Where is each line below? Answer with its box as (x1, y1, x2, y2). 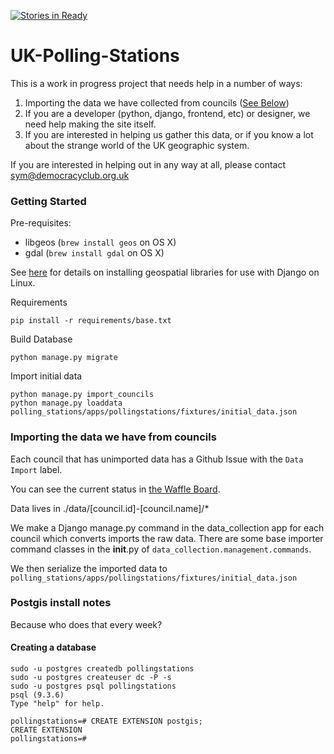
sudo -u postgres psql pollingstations (10, 681, 177, 692)
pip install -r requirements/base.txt (10, 316, 172, 326)
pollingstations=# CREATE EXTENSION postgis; (10, 716, 203, 727)
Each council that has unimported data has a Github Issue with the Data (10, 453, 304, 465)
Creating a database (10, 641, 97, 654)
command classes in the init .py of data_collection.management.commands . (10, 543, 312, 555)
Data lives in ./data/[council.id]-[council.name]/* (10, 502, 210, 514)
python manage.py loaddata (10, 398, 123, 409)
